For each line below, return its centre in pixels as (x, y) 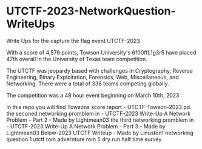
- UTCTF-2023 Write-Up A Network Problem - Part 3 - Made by (86, 126)
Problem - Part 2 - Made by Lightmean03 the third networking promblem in (100, 120)
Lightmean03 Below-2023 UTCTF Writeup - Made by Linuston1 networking (100, 133)
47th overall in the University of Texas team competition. (77, 59)
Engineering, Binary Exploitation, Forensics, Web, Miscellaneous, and (93, 77)
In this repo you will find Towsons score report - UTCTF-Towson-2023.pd (98, 107)
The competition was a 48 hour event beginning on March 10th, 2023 (93, 95)
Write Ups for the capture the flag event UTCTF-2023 (73, 41)
